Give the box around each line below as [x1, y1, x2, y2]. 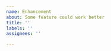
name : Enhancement [6, 8, 52, 15]
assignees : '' [6, 31, 42, 37]
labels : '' [6, 25, 33, 31]
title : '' [6, 20, 31, 26]
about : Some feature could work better [6, 14, 105, 20]
